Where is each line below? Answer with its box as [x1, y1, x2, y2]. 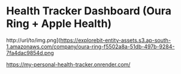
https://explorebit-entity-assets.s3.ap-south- [60, 36, 171, 44]
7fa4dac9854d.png [6, 49, 54, 56]
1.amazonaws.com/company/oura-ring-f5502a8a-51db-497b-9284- [6, 43, 175, 50]
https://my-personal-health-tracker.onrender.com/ [6, 61, 131, 68]
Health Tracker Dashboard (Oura [6, 4, 172, 18]
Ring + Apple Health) [6, 17, 112, 30]
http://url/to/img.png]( [6, 36, 61, 44]
